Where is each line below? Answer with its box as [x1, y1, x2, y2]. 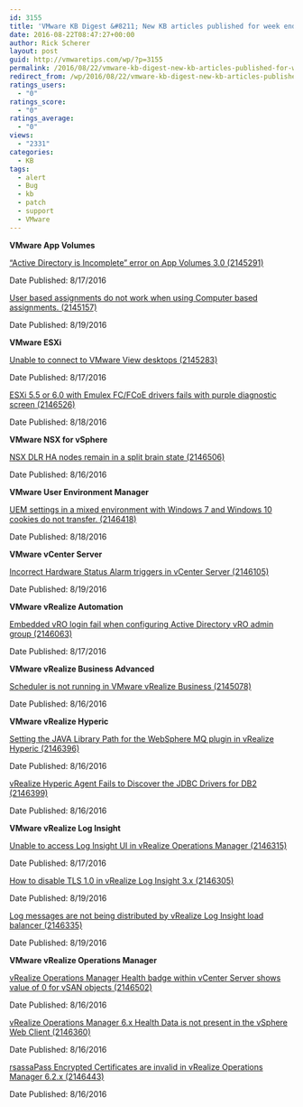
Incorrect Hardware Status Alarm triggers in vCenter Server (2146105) [9, 566, 270, 577]
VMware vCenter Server [9, 549, 103, 559]
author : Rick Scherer [9, 38, 91, 48]
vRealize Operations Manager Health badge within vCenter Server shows [9, 972, 281, 983]
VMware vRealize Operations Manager [9, 954, 158, 965]
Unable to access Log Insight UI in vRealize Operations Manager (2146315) [9, 840, 288, 850]
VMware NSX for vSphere [9, 434, 108, 445]
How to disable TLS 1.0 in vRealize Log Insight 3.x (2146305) [9, 875, 234, 886]
